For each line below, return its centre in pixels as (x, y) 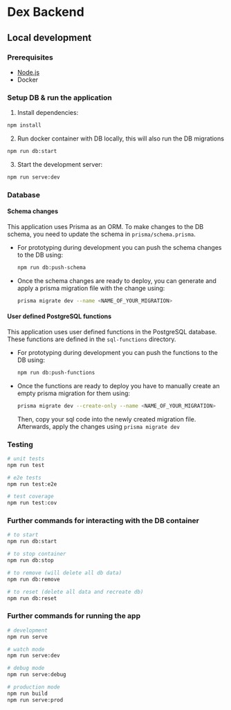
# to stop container (37, 554)
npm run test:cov (32, 503)
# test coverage (30, 497)
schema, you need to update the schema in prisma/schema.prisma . (101, 234)
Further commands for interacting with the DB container (103, 521)
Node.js (28, 72)
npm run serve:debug (37, 675)
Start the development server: (60, 164)
